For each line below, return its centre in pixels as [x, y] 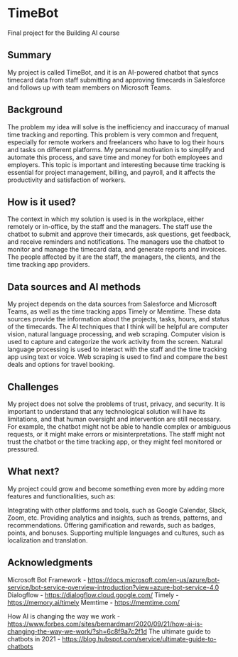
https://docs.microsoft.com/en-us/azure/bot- [154, 579]
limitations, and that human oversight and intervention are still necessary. [114, 419]
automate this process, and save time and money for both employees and [115, 157]
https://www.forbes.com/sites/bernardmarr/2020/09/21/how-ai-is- [105, 624]
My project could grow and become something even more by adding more [116, 488]
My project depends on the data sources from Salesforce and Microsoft [112, 304]
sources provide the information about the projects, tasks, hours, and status [118, 319]
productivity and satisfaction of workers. [67, 180]
